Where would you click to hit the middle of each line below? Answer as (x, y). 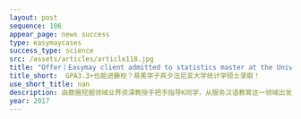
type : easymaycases (46, 42)
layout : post (34, 17)
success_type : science (52, 51)
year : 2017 (30, 101)
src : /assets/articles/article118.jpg (82, 59)
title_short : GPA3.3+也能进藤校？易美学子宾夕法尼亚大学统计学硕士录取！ (135, 76)
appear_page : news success (60, 34)
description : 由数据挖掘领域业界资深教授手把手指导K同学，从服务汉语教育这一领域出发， (154, 92)
